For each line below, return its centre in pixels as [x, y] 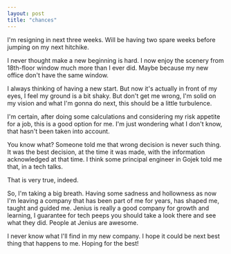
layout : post [26, 13]
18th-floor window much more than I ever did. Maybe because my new [108, 68]
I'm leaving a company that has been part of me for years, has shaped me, [113, 200]
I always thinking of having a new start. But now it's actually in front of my [112, 88]
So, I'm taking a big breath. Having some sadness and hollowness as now [112, 193]
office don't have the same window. [58, 75]
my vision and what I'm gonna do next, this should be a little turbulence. [110, 103]
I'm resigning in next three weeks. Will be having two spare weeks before [111, 39]
